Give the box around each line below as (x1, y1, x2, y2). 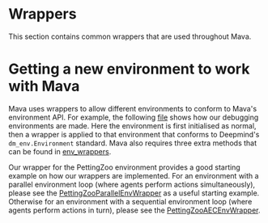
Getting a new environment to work (8, 60, 250, 78)
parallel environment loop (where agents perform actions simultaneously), (8, 179, 256, 189)
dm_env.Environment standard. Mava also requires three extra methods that (8, 138, 257, 148)
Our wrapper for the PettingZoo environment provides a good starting (8, 162, 240, 172)
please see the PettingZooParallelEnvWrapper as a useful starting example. (8, 187, 260, 198)
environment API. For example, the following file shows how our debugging (8, 112, 259, 122)
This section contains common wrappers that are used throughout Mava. (8, 32, 252, 41)
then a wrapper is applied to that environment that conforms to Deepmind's (8, 129, 260, 139)
